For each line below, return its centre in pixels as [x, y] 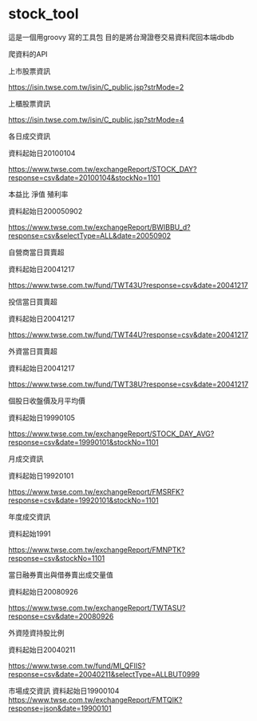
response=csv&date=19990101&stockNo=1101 [84, 442]
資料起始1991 [30, 534]
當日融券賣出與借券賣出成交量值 [61, 575]
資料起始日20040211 [42, 650]
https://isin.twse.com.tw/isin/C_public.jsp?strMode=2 [96, 87]
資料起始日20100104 [42, 153]
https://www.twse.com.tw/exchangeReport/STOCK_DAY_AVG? [111, 434]
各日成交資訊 [29, 136]
